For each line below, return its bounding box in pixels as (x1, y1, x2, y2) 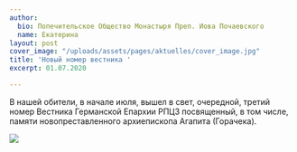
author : (9, 13, 39, 23)
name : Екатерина (17, 30, 79, 39)
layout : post (9, 38, 59, 48)
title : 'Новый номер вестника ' (9, 55, 131, 64)
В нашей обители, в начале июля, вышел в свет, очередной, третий (9, 96, 271, 107)
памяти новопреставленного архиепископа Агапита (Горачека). (9, 115, 257, 127)
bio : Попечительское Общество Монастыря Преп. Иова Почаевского (17, 22, 265, 31)
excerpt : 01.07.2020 (9, 64, 88, 73)
